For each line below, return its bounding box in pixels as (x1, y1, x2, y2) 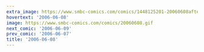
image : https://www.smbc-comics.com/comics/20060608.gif (6, 20, 154, 26)
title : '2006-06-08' (6, 36, 59, 42)
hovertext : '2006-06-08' (6, 14, 69, 20)
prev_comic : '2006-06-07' (6, 31, 72, 37)
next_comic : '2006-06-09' (6, 25, 72, 32)
